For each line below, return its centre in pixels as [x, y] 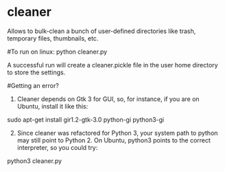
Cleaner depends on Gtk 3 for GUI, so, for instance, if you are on [108, 99]
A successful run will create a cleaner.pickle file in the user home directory [113, 65]
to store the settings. [36, 72]
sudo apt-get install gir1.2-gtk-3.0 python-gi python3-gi [86, 119]
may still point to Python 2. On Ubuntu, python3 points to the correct [114, 140]
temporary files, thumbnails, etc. [53, 38]
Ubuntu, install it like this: [52, 106]
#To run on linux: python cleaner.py [57, 52]
